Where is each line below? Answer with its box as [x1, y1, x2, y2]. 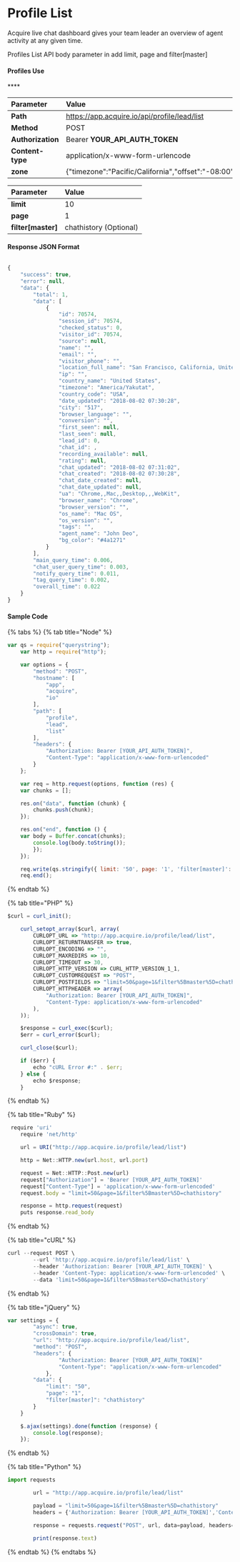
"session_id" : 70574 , [58, 318, 123, 325]
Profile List [7, 5, 73, 21]
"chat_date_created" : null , [58, 477, 142, 484]
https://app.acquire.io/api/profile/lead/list [65, 111, 204, 121]
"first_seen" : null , [58, 424, 120, 431]
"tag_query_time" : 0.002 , [33, 576, 111, 584]
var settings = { [7, 1316, 59, 1324]
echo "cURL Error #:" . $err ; [33, 1063, 123, 1071]
